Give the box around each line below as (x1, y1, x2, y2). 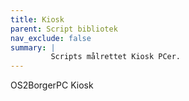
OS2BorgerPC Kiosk (10, 79, 94, 91)
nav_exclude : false (10, 33, 92, 43)
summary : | (10, 42, 56, 53)
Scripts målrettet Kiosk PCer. (50, 52, 182, 62)
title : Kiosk (10, 14, 65, 25)
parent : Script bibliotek (10, 24, 118, 34)
